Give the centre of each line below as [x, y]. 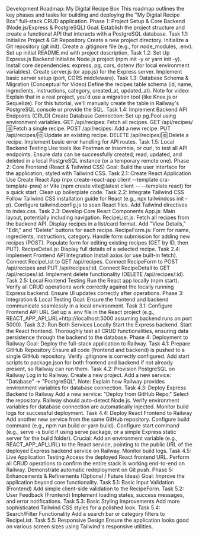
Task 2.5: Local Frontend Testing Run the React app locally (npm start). [93, 280]
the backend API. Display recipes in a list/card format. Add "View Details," [96, 224]
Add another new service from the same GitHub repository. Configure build [98, 419]
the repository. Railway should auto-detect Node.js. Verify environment [93, 400]
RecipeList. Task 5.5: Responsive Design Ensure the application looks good [98, 520]
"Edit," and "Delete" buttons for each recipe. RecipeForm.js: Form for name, [98, 230]
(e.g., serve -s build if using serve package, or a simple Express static [91, 432]
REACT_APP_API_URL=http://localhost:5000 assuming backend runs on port [99, 318]
